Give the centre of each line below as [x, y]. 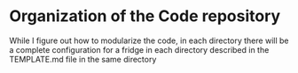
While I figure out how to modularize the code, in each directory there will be [149, 40]
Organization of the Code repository [145, 16]
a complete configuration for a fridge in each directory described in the [139, 49]
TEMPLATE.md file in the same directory [83, 59]
